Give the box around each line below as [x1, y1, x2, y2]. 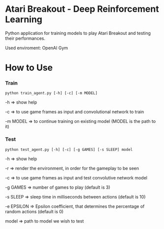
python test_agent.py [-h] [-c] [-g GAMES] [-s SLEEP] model [5, 147, 133, 152]
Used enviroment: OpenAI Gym [5, 45, 68, 51]
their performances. [5, 35, 46, 41]
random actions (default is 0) [5, 208, 64, 214]
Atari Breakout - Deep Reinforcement [5, 3, 159, 15]
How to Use [5, 62, 53, 73]
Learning [5, 14, 43, 25]
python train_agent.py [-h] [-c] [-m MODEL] [5, 91, 98, 96]
